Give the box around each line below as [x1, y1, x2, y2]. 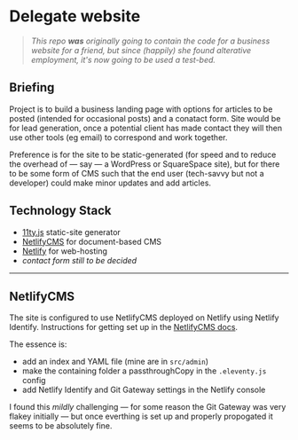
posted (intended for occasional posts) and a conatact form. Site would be [9, 113, 281, 123]
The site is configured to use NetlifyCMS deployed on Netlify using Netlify [9, 312, 279, 323]
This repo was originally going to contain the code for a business [30, 35, 271, 46]
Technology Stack [9, 203, 112, 218]
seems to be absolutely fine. [9, 420, 113, 431]
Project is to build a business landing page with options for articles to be [9, 104, 273, 114]
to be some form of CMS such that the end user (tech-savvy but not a [9, 168, 264, 178]
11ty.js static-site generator [21, 226, 122, 237]
